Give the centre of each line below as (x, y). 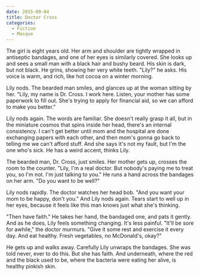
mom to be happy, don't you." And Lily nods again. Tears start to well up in (98, 199)
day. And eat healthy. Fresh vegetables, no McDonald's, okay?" (84, 236)
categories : (21, 23)
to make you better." (31, 107)
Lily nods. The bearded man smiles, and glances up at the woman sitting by (99, 88)
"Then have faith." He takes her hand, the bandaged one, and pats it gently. (99, 217)
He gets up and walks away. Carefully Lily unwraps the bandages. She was (99, 247)
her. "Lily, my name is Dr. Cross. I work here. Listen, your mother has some (98, 94)
